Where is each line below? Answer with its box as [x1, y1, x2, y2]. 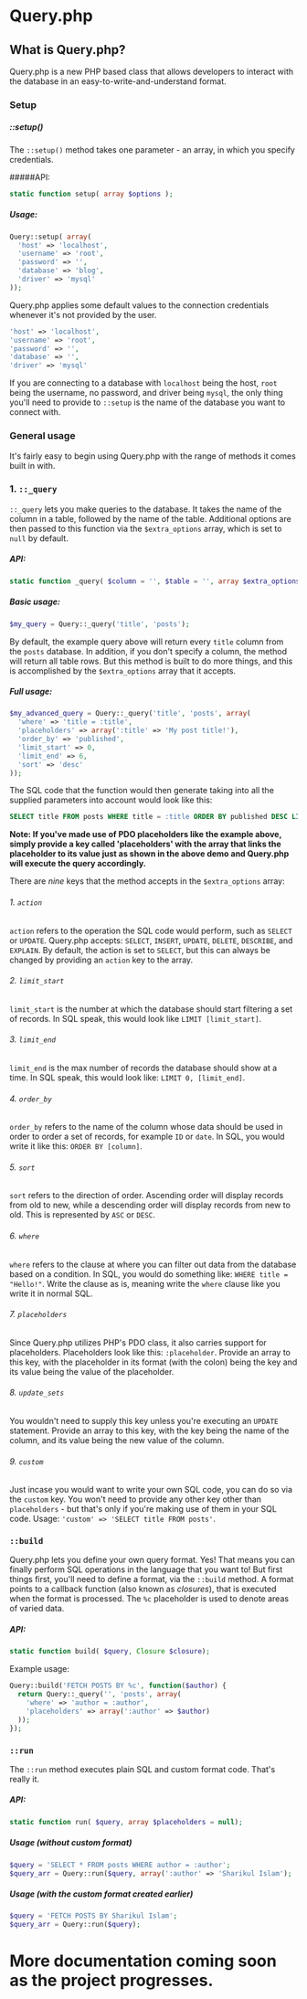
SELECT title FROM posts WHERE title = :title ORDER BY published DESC [9, 813, 288, 822]
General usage [9, 430, 76, 442]
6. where [9, 1230, 39, 1241]
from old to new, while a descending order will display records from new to [9, 1199, 291, 1211]
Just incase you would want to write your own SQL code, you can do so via [9, 1484, 293, 1495]
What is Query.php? [9, 42, 126, 58]
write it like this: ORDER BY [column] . [9, 1141, 143, 1152]
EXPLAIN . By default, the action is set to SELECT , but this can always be [9, 944, 271, 955]
